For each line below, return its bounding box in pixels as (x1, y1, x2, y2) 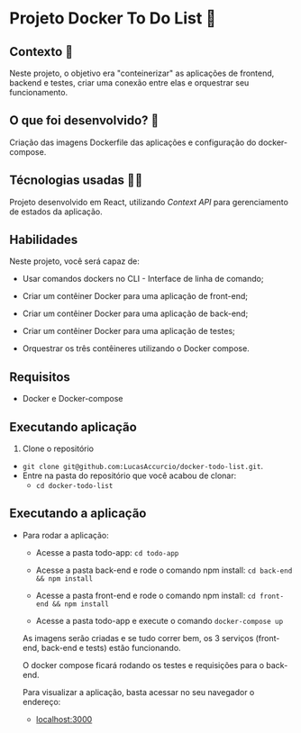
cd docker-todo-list (35, 482, 114, 491)
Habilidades (9, 232, 78, 248)
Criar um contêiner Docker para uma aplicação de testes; (22, 326, 236, 337)
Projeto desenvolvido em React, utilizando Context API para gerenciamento (9, 196, 288, 207)
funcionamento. (9, 87, 68, 97)
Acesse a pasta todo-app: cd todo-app (35, 547, 179, 557)
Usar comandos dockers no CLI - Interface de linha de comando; (22, 274, 264, 285)
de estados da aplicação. (9, 206, 104, 217)
